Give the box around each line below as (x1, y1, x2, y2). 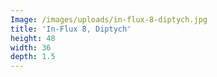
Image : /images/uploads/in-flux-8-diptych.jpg (10, 14, 208, 25)
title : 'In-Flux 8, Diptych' (10, 24, 132, 34)
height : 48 (10, 33, 56, 43)
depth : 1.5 (10, 52, 56, 62)
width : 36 (10, 42, 52, 53)
